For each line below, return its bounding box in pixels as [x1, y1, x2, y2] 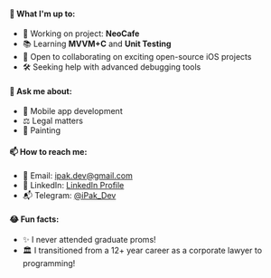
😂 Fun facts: [9, 214, 60, 225]
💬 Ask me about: [9, 85, 72, 96]
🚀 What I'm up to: [9, 8, 76, 19]
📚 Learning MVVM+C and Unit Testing [22, 38, 172, 50]
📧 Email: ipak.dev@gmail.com [22, 169, 133, 181]
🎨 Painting [22, 125, 61, 136]
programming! [22, 257, 76, 268]
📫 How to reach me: [9, 147, 88, 157]
